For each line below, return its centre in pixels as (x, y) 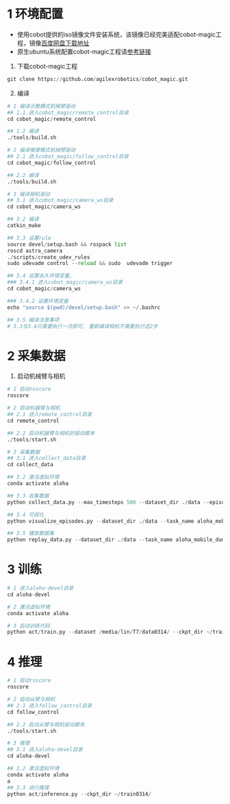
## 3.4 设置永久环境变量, (40, 276)
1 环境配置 (35, 14)
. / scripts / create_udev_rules (49, 257)
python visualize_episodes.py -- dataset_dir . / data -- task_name (101, 521)
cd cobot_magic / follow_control (52, 163)
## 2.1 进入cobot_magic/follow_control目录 (68, 157)
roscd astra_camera (35, 251)
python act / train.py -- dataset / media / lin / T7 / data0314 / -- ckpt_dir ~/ (110, 632)
